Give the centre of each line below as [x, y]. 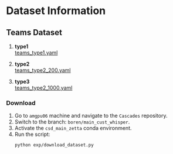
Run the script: [32, 134]
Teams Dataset [34, 32]
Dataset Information [56, 11]
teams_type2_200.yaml [43, 70]
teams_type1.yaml [36, 53]
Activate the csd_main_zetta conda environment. [73, 128]
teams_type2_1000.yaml [43, 88]
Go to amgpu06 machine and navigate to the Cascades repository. [91, 116]
